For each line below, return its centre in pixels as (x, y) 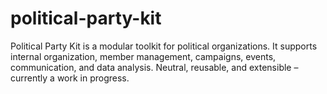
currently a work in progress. (70, 78)
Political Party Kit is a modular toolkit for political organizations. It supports (164, 46)
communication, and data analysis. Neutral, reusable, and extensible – (154, 67)
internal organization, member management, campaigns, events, (143, 56)
